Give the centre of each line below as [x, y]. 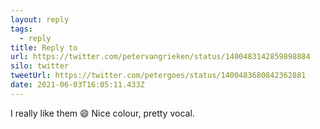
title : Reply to [44, 47]
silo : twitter [40, 66]
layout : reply [40, 19]
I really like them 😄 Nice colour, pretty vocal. [102, 113]
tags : [21, 29]
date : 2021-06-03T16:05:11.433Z [77, 85]
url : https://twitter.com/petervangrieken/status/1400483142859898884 [160, 57]
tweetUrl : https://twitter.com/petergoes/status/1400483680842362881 [158, 76]
